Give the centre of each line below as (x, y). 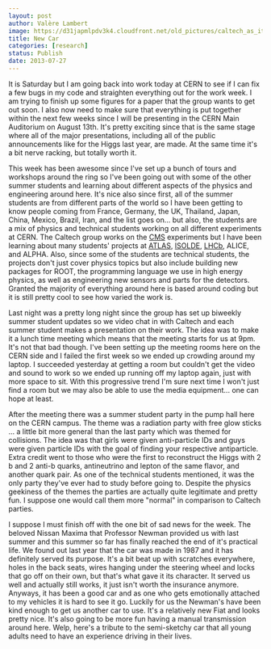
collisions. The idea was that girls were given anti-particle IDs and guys (127, 440)
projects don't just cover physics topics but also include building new (123, 263)
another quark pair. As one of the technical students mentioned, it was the (131, 474)
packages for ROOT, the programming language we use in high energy (126, 271)
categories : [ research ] (48, 46)
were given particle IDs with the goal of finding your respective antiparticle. (133, 449)
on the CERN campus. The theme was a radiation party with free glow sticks (135, 423)
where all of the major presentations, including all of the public (112, 135)
